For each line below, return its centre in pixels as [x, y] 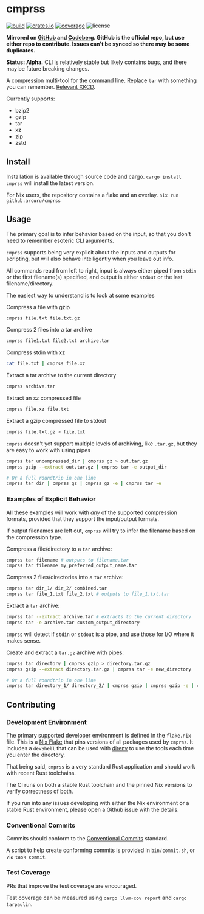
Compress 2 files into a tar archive [49, 330]
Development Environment [46, 722]
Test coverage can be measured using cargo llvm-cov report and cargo [97, 898]
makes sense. [24, 640]
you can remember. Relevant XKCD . [51, 86]
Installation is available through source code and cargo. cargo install [94, 176]
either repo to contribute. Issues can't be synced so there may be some [98, 44]
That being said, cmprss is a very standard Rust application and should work [101, 767]
